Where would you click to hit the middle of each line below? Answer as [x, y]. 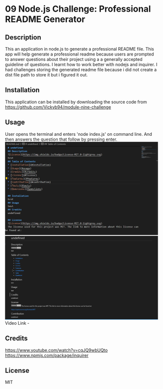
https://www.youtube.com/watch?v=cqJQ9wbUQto [57, 350]
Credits [16, 339]
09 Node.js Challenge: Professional [78, 9]
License [17, 371]
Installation [22, 90]
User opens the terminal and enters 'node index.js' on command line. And [79, 134]
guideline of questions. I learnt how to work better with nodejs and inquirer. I [81, 65]
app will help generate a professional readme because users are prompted [80, 54]
